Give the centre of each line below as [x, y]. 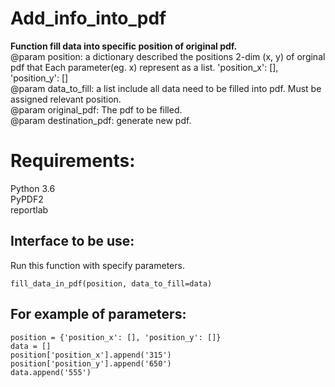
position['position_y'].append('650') [91, 363]
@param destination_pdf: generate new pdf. [101, 120]
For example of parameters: [98, 314]
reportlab [29, 209]
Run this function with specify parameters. [97, 265]
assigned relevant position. [66, 99]
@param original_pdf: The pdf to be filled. [96, 109]
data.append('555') [51, 372]
